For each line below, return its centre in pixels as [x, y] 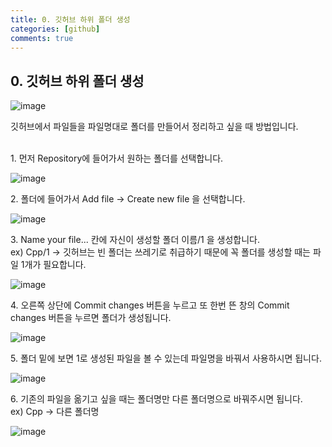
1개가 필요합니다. [53, 265]
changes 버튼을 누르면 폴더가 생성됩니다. [91, 318]
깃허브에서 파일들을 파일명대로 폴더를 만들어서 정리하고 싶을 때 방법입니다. [154, 127]
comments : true [42, 38]
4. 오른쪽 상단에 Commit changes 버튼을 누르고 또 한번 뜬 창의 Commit [150, 305]
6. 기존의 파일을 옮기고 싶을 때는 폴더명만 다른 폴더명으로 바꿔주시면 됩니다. [156, 399]
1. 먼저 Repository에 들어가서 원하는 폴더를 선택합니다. [117, 158]
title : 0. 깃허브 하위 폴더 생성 [70, 19]
